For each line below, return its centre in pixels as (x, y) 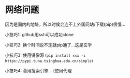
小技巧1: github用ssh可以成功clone (39, 34)
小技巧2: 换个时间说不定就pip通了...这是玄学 (49, 45)
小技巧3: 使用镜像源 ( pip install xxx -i (45, 55)
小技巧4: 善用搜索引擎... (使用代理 (38, 70)
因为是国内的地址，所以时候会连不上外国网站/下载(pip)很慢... (65, 24)
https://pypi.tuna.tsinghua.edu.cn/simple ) (49, 61)
